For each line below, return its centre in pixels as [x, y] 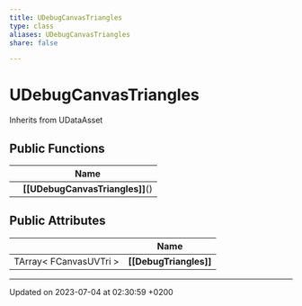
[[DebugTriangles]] [170, 261]
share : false [34, 43]
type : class [31, 26]
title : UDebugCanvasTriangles [66, 18]
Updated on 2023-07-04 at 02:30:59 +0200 [91, 292]
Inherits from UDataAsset [56, 120]
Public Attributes [58, 221]
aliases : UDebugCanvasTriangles [70, 34]
